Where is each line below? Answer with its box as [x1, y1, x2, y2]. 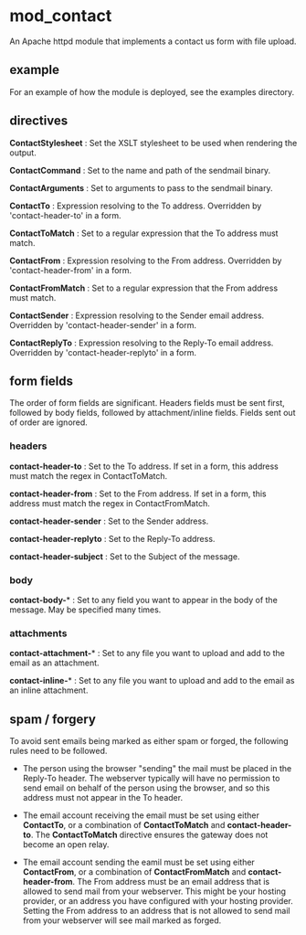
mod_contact [9, 5, 112, 27]
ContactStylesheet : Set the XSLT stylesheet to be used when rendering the [9, 137, 298, 148]
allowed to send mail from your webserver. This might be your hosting [22, 886, 286, 897]
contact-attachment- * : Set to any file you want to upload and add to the [9, 648, 285, 659]
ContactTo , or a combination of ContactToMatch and [22, 820, 226, 831]
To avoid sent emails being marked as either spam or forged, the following [9, 736, 290, 747]
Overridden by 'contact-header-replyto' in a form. [9, 346, 197, 357]
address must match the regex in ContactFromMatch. [9, 497, 210, 508]
